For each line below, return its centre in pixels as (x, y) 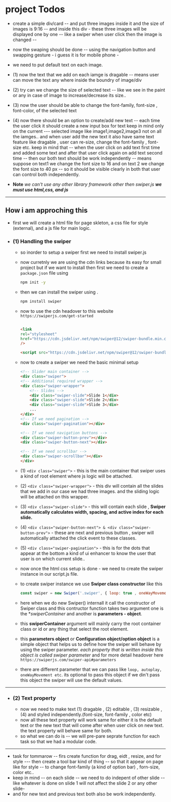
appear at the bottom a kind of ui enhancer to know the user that (88, 553)
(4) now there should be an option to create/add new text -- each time (86, 120)
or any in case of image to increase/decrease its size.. (69, 95)
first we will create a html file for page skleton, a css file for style (80, 223)
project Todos (35, 9)
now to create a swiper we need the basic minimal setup (79, 363)
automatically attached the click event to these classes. (78, 538)
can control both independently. (46, 174)
